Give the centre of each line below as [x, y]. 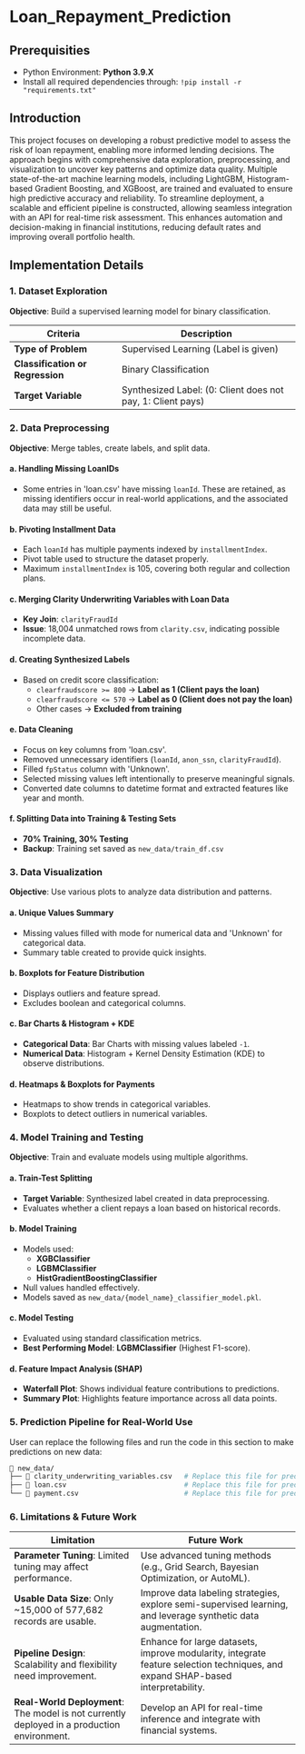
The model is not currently [70, 1713]
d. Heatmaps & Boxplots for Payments [83, 1084]
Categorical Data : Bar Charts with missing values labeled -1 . [136, 1043]
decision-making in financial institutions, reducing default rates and [135, 227]
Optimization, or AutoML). [195, 1579]
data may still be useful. [67, 508]
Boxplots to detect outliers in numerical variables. [115, 1114]
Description [207, 334]
